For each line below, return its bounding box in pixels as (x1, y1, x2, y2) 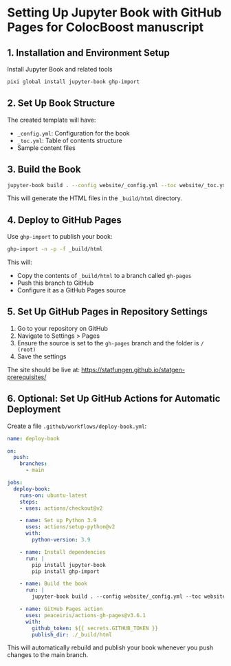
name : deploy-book (7, 435, 60, 442)
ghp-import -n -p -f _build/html (7, 246, 103, 253)
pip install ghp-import (32, 568, 100, 575)
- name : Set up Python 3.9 (19, 517, 97, 524)
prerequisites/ (7, 373, 47, 381)
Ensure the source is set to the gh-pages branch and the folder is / (16, 339, 204, 347)
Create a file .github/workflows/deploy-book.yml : (7, 422, 147, 430)
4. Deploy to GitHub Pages (7, 214, 122, 226)
